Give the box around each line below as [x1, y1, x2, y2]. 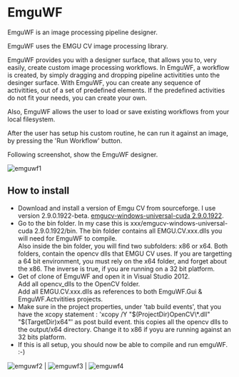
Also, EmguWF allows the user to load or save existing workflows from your [7, 107, 230, 116]
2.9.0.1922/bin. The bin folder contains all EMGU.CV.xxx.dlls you [34, 226, 223, 235]
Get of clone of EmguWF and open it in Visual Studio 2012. [17, 272, 190, 281]
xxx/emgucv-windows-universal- [130, 218, 228, 227]
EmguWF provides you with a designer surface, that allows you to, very [7, 55, 218, 64]
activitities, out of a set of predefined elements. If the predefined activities [7, 86, 225, 94]
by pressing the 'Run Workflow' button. [7, 136, 123, 145]
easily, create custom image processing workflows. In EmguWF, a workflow [7, 63, 230, 71]
